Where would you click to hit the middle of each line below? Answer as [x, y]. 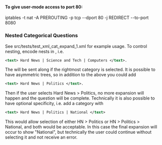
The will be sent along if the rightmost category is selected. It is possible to [80, 70]
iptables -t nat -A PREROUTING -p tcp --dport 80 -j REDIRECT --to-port [77, 18]
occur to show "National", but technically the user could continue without [78, 132]
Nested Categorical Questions [42, 36]
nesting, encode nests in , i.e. [35, 51]
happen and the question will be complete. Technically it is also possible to [80, 98]
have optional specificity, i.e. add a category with [54, 104]
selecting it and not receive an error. [41, 137]
